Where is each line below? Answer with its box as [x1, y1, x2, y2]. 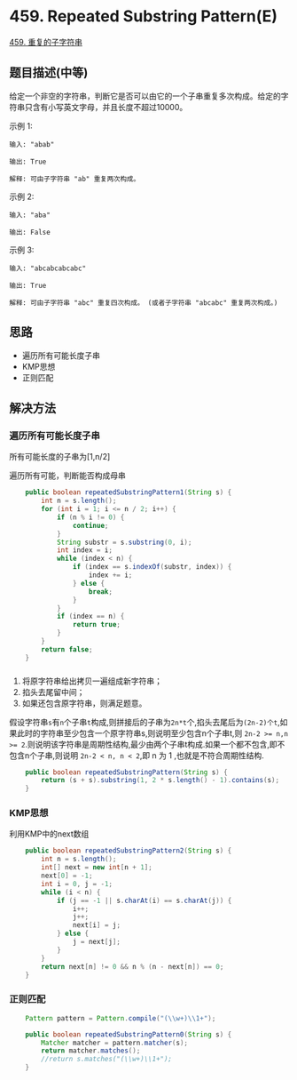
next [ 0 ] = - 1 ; [41, 871, 93, 881]
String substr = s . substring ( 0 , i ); [56, 538, 192, 547]
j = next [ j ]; [72, 938, 121, 947]
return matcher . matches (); [41, 1046, 141, 1055]
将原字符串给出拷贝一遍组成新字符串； [21, 676, 162, 686]
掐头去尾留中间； [21, 686, 85, 697]
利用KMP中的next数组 [9, 828, 90, 839]
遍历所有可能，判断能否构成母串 [9, 470, 126, 481]
